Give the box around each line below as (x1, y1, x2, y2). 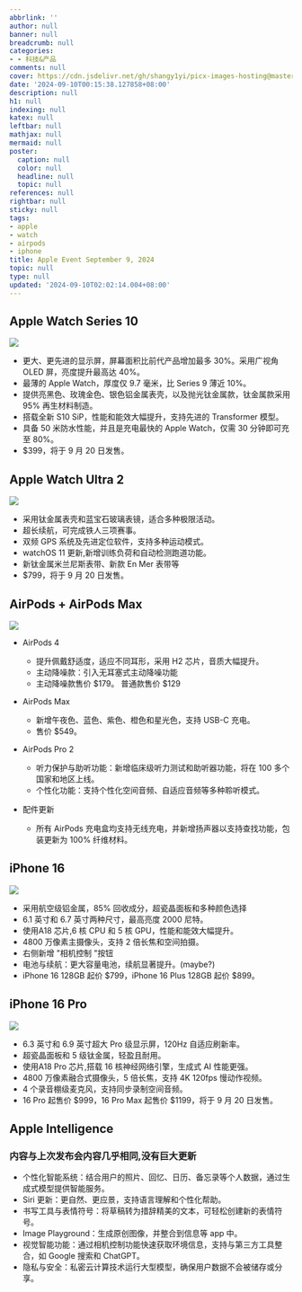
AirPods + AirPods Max (9, 597, 143, 612)
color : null (17, 164, 63, 173)
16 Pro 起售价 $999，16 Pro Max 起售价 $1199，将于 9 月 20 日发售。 (22, 1094, 279, 1105)
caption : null (17, 155, 70, 164)
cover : (9, 72, 34, 81)
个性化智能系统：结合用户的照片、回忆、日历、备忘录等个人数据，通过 (22, 1172, 283, 1182)
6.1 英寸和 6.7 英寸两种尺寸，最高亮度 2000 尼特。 (22, 914, 209, 925)
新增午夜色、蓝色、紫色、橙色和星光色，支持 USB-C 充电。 (35, 715, 255, 726)
